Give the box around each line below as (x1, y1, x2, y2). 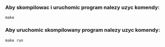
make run (5, 38, 23, 43)
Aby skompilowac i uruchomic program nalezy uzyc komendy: (5, 4, 160, 11)
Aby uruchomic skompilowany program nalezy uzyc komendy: (5, 27, 160, 34)
